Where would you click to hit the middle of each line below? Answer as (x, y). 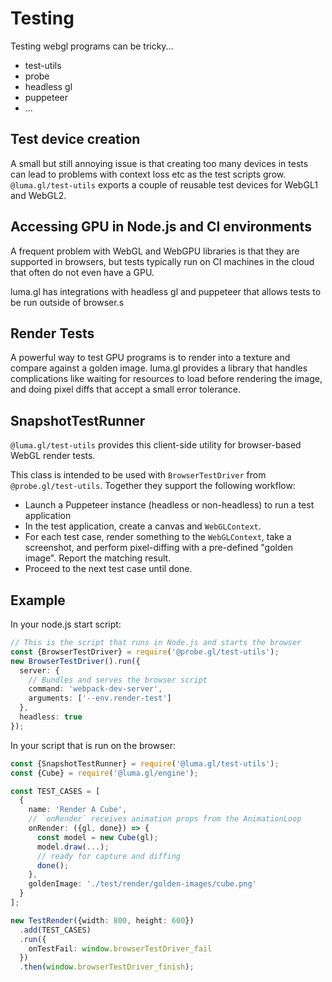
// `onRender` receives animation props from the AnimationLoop (165, 819)
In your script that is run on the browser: (93, 745)
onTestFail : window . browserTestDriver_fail (120, 948)
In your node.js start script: (66, 624)
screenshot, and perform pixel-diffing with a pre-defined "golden (158, 548)
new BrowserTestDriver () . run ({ (75, 661)
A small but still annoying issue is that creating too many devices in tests (159, 163)
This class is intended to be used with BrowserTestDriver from (138, 475)
